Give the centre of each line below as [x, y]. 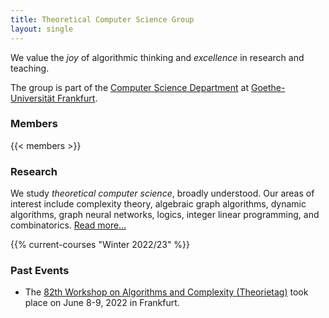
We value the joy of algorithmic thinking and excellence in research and [157, 57]
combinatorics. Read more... [68, 225]
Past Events [40, 271]
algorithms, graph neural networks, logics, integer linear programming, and [165, 215]
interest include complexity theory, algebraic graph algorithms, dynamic [158, 204]
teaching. [30, 68]
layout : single [42, 29]
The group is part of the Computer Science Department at [130, 87]
